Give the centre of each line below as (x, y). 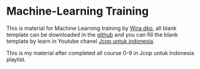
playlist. (16, 59)
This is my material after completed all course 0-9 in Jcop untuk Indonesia (100, 53)
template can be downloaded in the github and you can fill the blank (92, 34)
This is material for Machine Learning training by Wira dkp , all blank (91, 28)
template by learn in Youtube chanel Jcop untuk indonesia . (81, 41)
